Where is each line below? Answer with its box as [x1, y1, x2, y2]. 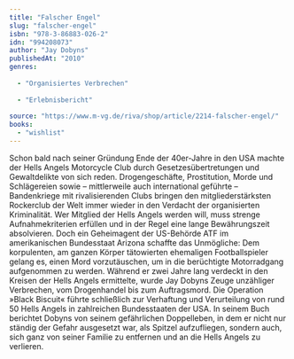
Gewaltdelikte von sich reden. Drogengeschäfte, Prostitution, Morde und [9, 171, 274, 182]
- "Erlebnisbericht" [17, 95, 93, 105]
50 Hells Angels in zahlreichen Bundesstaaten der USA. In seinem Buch [9, 303, 270, 314]
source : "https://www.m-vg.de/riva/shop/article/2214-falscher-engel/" [9, 112, 279, 121]
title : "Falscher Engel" [9, 12, 101, 22]
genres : [9, 63, 38, 72]
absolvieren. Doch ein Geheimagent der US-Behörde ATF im [9, 228, 228, 238]
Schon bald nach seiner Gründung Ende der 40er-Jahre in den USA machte [9, 152, 285, 163]
